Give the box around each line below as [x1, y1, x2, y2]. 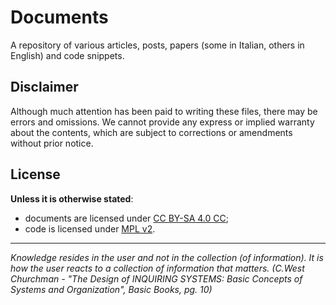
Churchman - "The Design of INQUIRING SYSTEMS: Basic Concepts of [10, 272, 303, 285]
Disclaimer [10, 79, 79, 96]
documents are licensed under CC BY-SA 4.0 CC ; [24, 212, 229, 224]
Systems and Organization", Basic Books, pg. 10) [10, 283, 213, 295]
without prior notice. [10, 137, 94, 149]
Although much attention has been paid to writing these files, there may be [10, 105, 318, 117]
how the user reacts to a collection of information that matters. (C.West [10, 262, 305, 274]
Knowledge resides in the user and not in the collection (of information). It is [10, 251, 324, 263]
